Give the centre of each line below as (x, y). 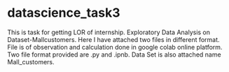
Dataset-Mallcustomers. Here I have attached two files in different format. (113, 39)
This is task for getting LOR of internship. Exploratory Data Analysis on (109, 32)
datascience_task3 (64, 13)
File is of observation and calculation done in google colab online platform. (115, 47)
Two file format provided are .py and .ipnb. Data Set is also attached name (114, 55)
